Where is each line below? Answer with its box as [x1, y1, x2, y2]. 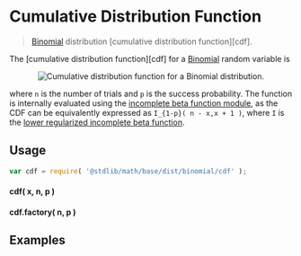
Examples [9, 233, 66, 248]
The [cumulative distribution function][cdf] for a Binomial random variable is [9, 53, 290, 64]
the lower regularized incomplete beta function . [9, 117, 185, 128]
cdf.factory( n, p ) [9, 207, 76, 217]
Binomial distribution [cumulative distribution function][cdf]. [31, 36, 253, 47]
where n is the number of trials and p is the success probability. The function [9, 88, 293, 99]
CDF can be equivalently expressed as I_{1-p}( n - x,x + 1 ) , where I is [9, 107, 285, 118]
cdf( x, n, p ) [9, 186, 56, 197]
